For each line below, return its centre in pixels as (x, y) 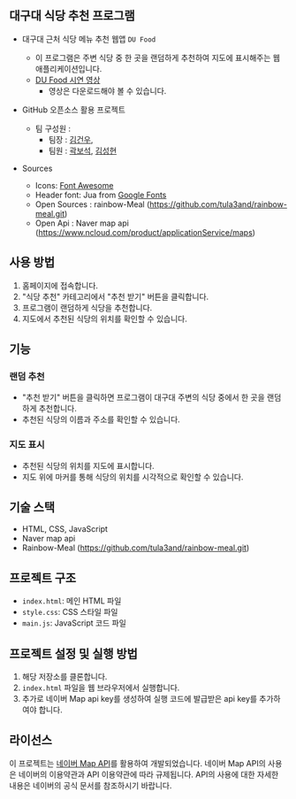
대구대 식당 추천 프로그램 (72, 16)
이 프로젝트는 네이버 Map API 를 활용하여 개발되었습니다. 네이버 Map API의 (138, 763)
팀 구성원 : (53, 128)
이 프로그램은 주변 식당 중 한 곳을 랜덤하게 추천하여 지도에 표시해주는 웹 (158, 58)
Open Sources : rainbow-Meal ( (92, 204)
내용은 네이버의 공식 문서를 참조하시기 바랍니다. (91, 785)
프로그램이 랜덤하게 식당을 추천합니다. (87, 307)
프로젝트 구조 (43, 578)
